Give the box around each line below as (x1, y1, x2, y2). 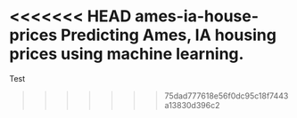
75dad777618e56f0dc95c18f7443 (164, 90, 289, 101)
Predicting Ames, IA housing (61, 25, 276, 45)
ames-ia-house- (135, 6, 260, 27)
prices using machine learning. (9, 44, 244, 64)
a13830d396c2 (164, 99, 220, 110)
